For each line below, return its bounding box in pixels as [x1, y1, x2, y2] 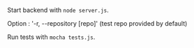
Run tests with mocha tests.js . [7, 33, 96, 41]
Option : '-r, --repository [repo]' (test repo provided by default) [7, 19, 188, 27]
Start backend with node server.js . [7, 6, 110, 14]
